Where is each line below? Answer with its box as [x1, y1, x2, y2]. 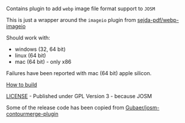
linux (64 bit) [14, 52, 46, 59]
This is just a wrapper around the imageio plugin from [6, 17, 136, 23]
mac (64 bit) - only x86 [14, 59, 72, 65]
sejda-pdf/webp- [137, 17, 179, 23]
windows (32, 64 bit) [14, 46, 66, 53]
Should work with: [6, 34, 50, 41]
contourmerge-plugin [6, 111, 59, 117]
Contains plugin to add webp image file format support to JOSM [6, 5, 155, 12]
